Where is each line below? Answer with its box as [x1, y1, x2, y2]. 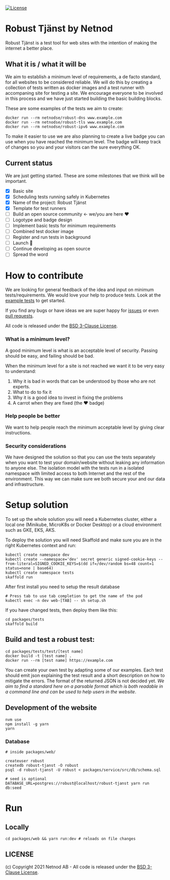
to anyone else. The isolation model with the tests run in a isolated [5, 465, 144, 471]
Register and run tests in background [12, 234, 91, 240]
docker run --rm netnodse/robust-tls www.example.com [5, 119, 123, 125]
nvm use [5, 717, 22, 722]
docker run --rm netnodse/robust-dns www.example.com [5, 115, 123, 120]
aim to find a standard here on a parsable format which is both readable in [5, 683, 163, 689]
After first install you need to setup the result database [5, 584, 120, 590]
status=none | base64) [5, 566, 54, 571]
